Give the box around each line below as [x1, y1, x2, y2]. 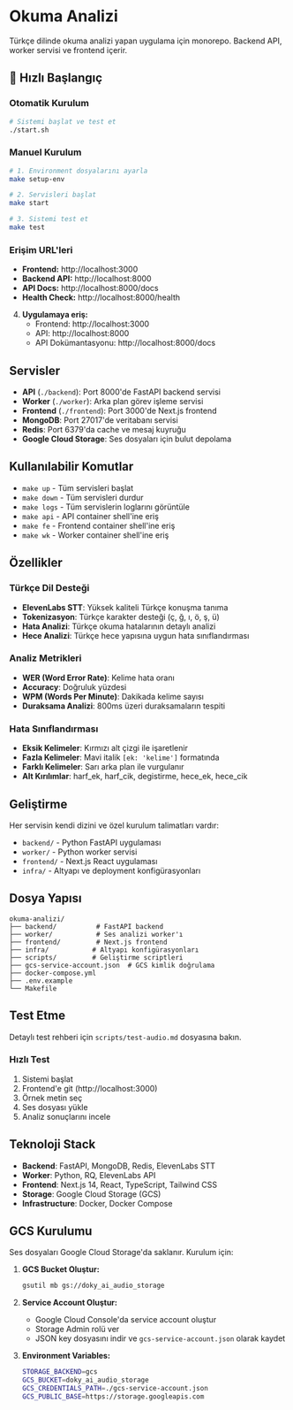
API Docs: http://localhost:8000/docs [21, 283, 159, 294]
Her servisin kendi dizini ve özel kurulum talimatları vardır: [9, 820, 219, 831]
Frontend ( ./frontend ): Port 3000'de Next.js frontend [21, 405, 218, 417]
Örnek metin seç [21, 1092, 83, 1103]
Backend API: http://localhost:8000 [21, 273, 152, 284]
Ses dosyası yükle [21, 1101, 88, 1112]
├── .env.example [9, 976, 73, 985]
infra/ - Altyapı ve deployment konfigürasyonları [21, 865, 201, 876]
